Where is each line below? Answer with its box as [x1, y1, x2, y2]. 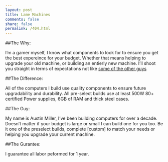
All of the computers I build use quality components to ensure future [5, 85, 146, 91]
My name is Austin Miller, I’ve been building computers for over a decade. [5, 115, 157, 121]
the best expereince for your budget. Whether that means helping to [5, 55, 146, 61]
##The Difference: [5, 75, 43, 82]
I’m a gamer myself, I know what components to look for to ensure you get [5, 50, 159, 56]
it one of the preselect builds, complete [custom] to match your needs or [5, 126, 155, 132]
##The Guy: [5, 106, 30, 112]
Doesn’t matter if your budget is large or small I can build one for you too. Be [5, 121, 163, 127]
